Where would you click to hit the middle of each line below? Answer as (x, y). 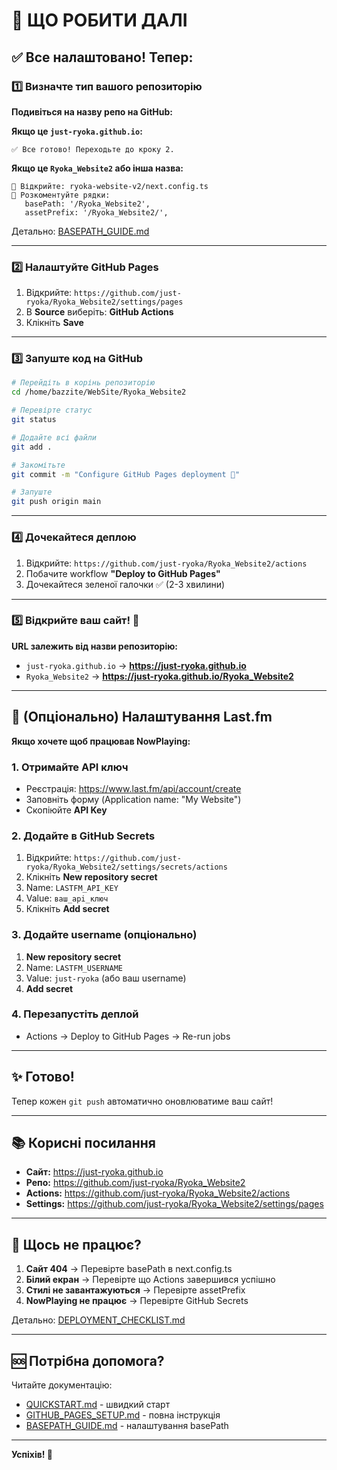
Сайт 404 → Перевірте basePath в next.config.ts (129, 1269)
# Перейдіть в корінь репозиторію (83, 383)
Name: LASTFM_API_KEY (72, 888)
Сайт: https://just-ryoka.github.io (94, 1172)
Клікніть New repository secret (91, 877)
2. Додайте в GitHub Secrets (83, 836)
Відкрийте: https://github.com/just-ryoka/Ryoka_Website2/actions (166, 563)
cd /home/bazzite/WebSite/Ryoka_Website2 (99, 392)
